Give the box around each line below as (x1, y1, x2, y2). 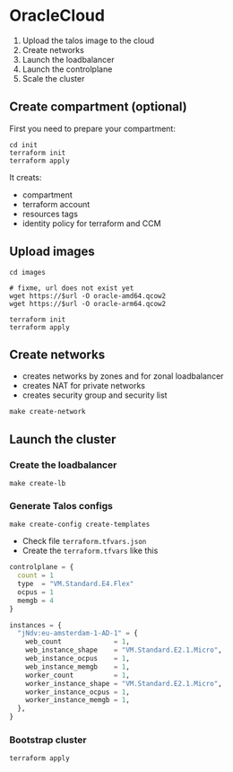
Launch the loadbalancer (22, 54, 115, 65)
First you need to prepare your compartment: (9, 123, 177, 134)
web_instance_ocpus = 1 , (25, 654, 130, 663)
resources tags (22, 208, 79, 219)
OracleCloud (9, 5, 106, 26)
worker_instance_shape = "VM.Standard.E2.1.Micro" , (25, 679, 222, 688)
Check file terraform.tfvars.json (22, 536, 147, 547)
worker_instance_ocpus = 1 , (25, 688, 130, 697)
